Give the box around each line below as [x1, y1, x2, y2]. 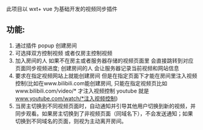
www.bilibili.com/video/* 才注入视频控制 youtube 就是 [15, 87, 150, 94]
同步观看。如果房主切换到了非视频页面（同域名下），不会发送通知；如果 [15, 109, 193, 117]
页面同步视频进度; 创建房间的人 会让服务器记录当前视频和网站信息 [15, 64, 179, 71]
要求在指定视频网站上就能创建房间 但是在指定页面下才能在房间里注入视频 [15, 72, 198, 79]
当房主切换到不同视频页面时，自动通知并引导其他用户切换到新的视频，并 [15, 102, 196, 109]
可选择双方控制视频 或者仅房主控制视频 [15, 49, 113, 56]
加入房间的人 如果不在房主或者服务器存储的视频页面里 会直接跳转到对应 [15, 57, 194, 64]
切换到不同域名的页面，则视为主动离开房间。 [15, 117, 127, 125]
